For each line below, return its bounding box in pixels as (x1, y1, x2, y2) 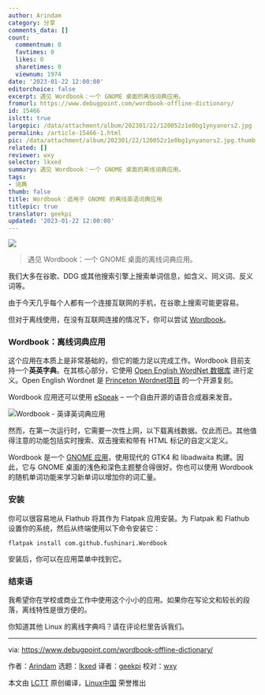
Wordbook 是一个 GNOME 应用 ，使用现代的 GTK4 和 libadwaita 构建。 (8, 453, 237, 462)
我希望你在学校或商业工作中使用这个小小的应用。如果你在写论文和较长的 (8, 595, 243, 605)
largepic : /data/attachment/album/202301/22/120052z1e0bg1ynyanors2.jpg (8, 122, 252, 130)
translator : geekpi (8, 210, 73, 218)
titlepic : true (8, 202, 58, 210)
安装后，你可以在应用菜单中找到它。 (8, 554, 126, 563)
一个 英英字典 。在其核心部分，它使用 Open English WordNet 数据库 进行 (14, 366, 247, 375)
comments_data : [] (8, 26, 69, 34)
